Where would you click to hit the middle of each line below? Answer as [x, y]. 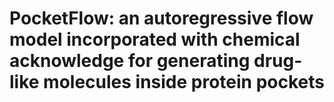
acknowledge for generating [130, 61]
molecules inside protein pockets [184, 82]
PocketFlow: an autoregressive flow [161, 18]
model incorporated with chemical [155, 39]
